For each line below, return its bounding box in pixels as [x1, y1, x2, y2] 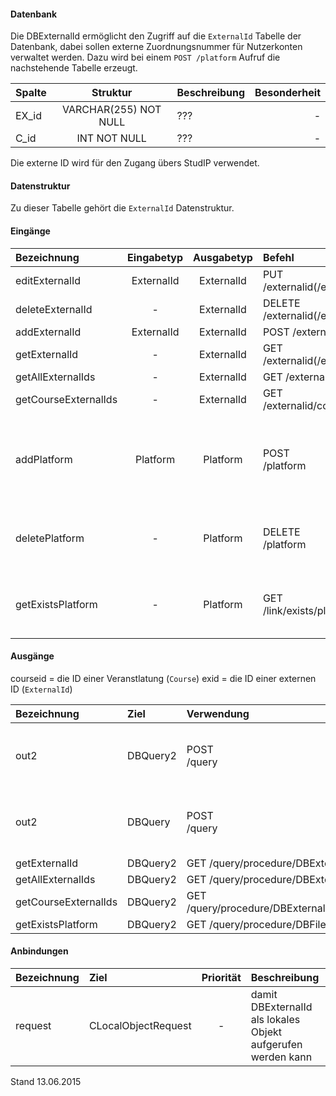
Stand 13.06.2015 [10, 1076, 82, 1088]
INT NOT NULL [76, 131, 147, 145]
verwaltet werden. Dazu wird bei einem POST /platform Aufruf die [10, 51, 281, 64]
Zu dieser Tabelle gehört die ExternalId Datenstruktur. [10, 202, 235, 214]
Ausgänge [10, 650, 55, 662]
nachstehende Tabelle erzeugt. [10, 62, 138, 74]
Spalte [15, 86, 47, 100]
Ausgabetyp [193, 250, 253, 264]
